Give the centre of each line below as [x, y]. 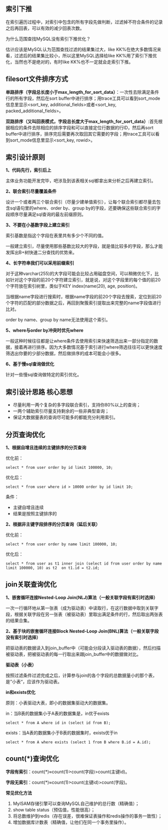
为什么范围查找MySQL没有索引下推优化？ [48, 38]
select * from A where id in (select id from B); [58, 723]
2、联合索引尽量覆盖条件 [31, 192]
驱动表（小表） [21, 664]
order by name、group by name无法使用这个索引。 [58, 320]
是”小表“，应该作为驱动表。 [34, 681]
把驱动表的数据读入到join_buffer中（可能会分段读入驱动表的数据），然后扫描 [83, 648]
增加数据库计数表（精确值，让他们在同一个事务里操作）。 [71, 822]
